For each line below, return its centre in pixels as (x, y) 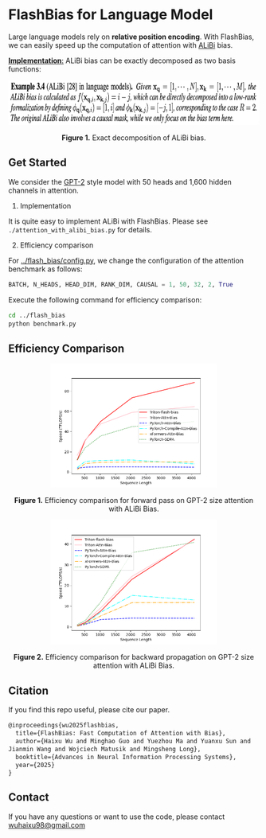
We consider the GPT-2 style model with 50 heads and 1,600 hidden (120, 181)
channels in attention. (44, 190)
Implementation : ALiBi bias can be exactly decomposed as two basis (122, 60)
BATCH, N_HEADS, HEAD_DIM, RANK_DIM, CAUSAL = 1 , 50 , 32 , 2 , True (121, 284)
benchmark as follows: (45, 269)
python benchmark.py (43, 324)
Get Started (37, 163)
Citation (29, 690)
